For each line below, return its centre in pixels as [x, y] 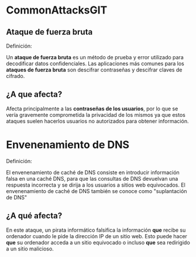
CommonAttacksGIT [57, 10]
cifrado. [16, 76]
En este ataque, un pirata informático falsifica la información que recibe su [96, 230]
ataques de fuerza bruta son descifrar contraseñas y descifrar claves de [94, 70]
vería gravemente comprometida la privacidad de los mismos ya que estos [96, 114]
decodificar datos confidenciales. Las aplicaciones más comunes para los [95, 63]
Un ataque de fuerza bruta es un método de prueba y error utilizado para [95, 57]
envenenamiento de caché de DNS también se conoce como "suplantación [97, 191]
